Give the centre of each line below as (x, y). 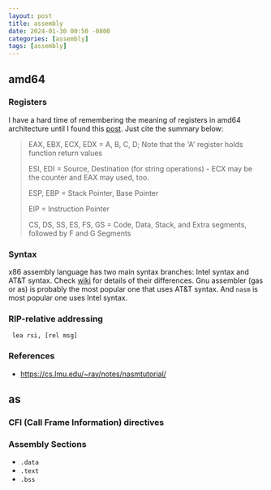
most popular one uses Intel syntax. (68, 298)
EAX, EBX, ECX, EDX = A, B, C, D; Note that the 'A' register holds (135, 144)
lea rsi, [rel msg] (45, 336)
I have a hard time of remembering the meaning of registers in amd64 (125, 119)
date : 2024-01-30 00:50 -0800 (60, 31)
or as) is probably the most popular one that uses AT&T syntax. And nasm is (133, 289)
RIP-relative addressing (56, 319)
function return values (65, 153)
